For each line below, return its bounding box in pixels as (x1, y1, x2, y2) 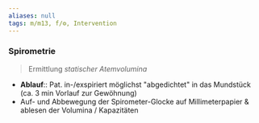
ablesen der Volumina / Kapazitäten (19, 105, 139, 115)
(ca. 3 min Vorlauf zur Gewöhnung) (19, 88, 137, 97)
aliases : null (8, 11, 56, 20)
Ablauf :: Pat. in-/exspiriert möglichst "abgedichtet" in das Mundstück (19, 80, 252, 89)
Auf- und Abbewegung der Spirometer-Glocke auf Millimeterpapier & (19, 96, 249, 106)
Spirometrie (8, 46, 56, 57)
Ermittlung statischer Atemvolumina (27, 64, 148, 73)
